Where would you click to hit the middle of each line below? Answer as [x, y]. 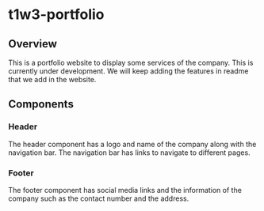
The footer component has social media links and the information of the [125, 190]
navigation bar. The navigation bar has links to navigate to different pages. [130, 153]
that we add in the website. [52, 79]
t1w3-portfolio [56, 15]
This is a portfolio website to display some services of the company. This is [131, 62]
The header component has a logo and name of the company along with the [132, 144]
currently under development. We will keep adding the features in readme [128, 71]
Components [41, 104]
